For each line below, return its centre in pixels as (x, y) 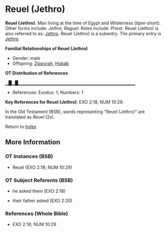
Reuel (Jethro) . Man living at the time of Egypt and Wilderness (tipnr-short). (83, 23)
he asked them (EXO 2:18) (39, 191)
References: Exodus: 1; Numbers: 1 (48, 92)
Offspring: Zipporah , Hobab (41, 63)
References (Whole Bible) (37, 214)
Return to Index (21, 126)
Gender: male (26, 58)
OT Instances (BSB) (29, 156)
